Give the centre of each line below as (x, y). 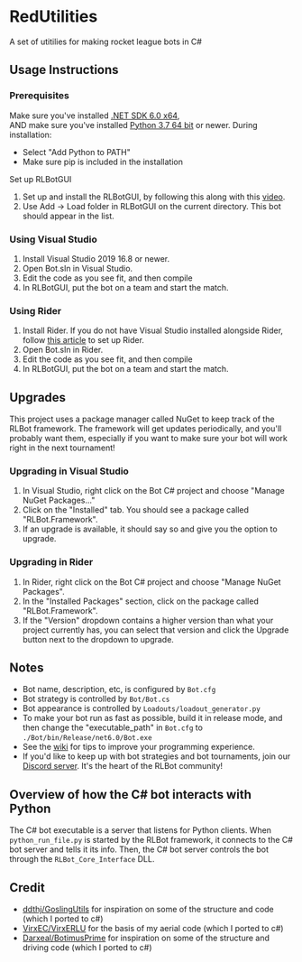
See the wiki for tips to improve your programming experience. (138, 747)
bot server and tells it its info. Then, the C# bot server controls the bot (139, 849)
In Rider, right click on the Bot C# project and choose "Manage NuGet (151, 582)
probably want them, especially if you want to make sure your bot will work (149, 439)
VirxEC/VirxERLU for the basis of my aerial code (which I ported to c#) (153, 929)
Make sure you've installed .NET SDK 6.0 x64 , (95, 116)
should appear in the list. (68, 216)
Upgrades (37, 398)
